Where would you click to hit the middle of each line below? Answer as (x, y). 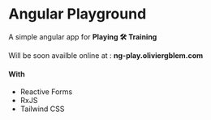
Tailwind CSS (42, 109)
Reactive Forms (46, 92)
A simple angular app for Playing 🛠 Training (83, 36)
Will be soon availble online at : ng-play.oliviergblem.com (106, 55)
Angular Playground (78, 14)
